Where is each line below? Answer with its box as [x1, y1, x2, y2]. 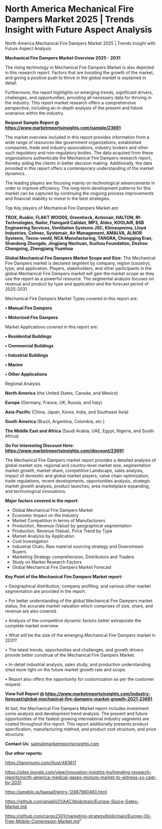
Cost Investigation [12, 538, 49, 544]
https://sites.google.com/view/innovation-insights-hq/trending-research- [5, 769, 152, 775]
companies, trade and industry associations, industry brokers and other [5, 144, 148, 150]
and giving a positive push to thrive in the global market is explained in [5, 75, 146, 81]
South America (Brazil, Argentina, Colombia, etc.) [5, 418, 105, 424]
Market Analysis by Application [12, 533, 74, 539]
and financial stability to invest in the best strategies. [5, 195, 110, 201]
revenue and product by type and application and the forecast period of [5, 281, 149, 286]
